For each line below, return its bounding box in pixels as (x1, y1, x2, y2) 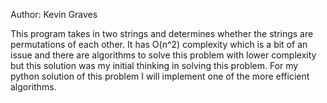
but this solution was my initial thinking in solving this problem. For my (10, 60, 299, 71)
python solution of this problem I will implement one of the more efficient (10, 70, 310, 82)
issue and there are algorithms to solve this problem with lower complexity (10, 49, 317, 61)
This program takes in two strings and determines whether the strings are (10, 28, 314, 39)
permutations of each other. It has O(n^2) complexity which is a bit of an (10, 39, 308, 50)
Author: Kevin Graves (10, 9, 98, 20)
